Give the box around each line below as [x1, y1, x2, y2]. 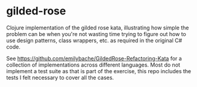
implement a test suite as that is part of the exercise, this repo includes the [6, 67, 192, 74]
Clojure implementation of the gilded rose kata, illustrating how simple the [6, 24, 189, 31]
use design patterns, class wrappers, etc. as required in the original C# [6, 37, 183, 44]
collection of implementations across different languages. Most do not [6, 61, 181, 68]
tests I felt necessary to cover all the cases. [6, 74, 114, 81]
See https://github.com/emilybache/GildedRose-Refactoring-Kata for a [6, 55, 182, 62]
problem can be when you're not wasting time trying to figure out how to [6, 30, 187, 37]
